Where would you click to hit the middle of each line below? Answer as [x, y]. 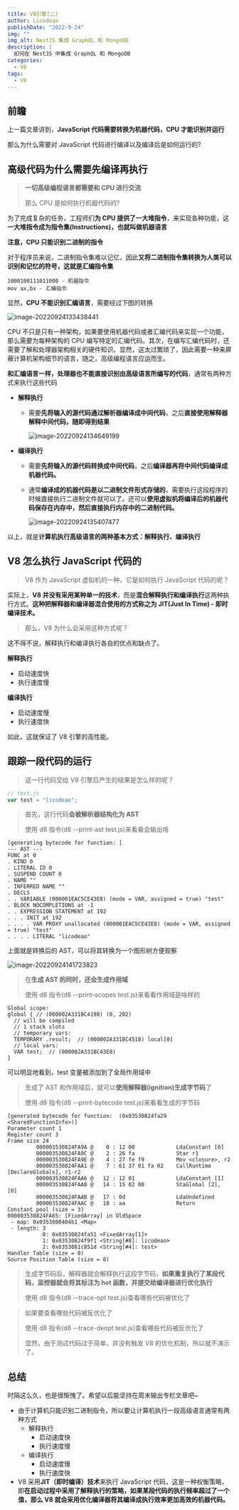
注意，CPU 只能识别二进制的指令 [55, 242]
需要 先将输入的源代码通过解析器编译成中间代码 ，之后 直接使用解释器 [128, 413]
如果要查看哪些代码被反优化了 [68, 1313]
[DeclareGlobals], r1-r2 [44, 1172]
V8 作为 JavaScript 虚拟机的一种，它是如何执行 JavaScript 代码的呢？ [127, 580]
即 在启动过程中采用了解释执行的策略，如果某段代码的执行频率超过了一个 [123, 1491]
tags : [15, 73]
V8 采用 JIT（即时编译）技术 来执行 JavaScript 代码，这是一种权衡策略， [123, 1482]
